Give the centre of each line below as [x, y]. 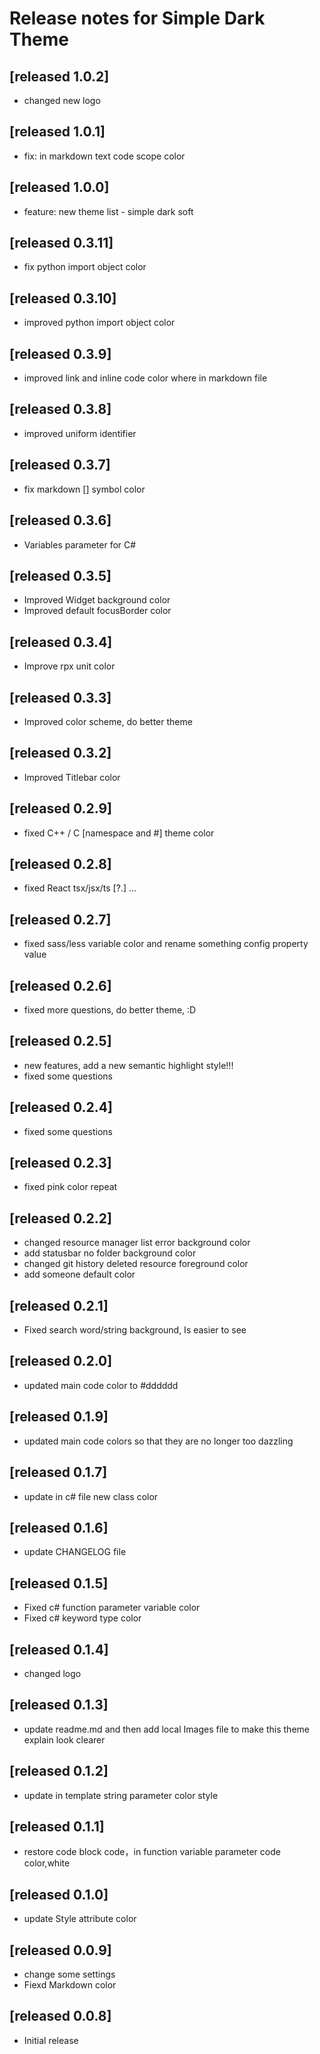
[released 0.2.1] [59, 1305]
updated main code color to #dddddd [101, 1385]
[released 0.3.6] [60, 520]
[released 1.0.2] [59, 76]
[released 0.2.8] [60, 863]
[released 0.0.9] [60, 1950]
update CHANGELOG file [75, 1552]
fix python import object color [85, 267]
